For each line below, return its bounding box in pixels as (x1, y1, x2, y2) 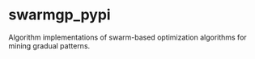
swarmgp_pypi (8, 6, 111, 24)
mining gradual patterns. (8, 40, 91, 50)
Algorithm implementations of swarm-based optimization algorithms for (8, 32, 247, 42)
